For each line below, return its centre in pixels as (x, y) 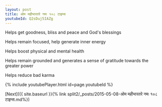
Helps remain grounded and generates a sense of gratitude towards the (77, 61)
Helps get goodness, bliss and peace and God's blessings (63, 33)
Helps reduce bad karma (30, 75)
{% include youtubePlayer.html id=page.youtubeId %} (59, 85)
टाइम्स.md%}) (18, 100)
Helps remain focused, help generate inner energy (55, 42)
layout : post (18, 9)
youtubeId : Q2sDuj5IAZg (29, 18)
